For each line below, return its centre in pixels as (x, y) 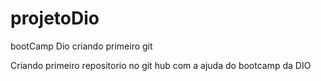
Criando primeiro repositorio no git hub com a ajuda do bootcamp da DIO (161, 65)
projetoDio (55, 18)
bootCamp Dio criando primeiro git (81, 46)
